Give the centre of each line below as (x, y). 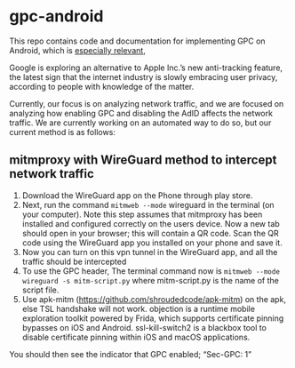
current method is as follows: (62, 132)
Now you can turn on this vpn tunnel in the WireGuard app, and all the (150, 252)
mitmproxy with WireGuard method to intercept (143, 160)
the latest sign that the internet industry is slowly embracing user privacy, (144, 76)
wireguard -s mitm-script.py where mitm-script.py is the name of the (151, 280)
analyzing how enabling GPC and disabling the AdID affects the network (141, 113)
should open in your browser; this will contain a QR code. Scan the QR (150, 233)
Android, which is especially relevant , (78, 50)
